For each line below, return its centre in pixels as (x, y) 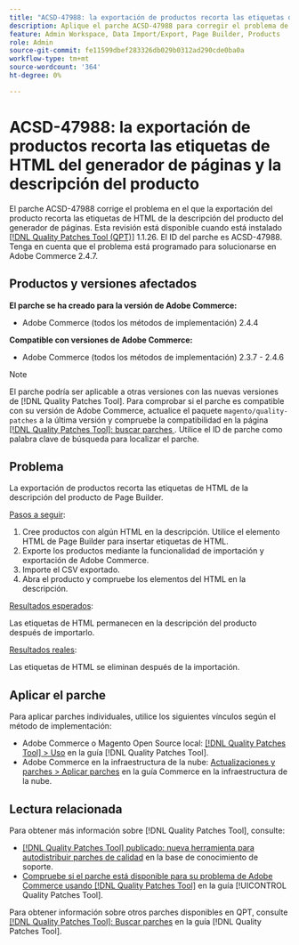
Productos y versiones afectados (103, 284)
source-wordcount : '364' (55, 68)
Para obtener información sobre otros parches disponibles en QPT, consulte (149, 912)
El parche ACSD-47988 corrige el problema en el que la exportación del (141, 208)
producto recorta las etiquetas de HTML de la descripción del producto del (146, 218)
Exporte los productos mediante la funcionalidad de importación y (143, 551)
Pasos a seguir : (37, 515)
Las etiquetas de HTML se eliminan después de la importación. (125, 667)
